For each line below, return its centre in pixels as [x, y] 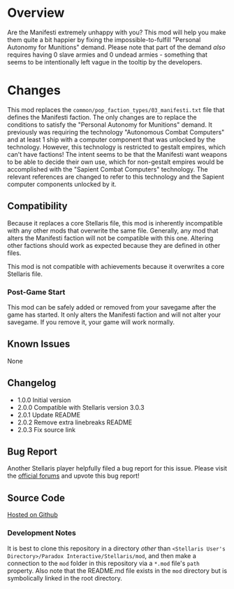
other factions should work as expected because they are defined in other [114, 245]
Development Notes [42, 533]
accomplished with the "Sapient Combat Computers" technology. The [108, 169]
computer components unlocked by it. [62, 184]
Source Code [36, 498]
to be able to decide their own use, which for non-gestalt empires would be [116, 162]
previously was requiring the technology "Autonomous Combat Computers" [116, 132]
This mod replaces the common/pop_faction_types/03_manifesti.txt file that [116, 109]
